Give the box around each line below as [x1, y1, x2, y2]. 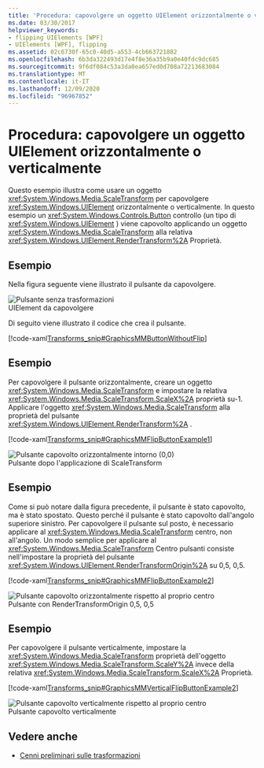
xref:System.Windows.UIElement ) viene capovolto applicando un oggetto [8, 219, 247, 228]
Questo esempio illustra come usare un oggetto [8, 186, 163, 195]
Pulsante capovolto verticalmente [8, 707, 116, 717]
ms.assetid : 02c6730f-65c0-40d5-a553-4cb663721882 [8, 48, 178, 56]
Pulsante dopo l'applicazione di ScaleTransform [8, 458, 163, 467]
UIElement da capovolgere [8, 303, 94, 312]
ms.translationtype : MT [8, 70, 86, 78]
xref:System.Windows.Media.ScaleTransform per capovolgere [8, 194, 210, 203]
